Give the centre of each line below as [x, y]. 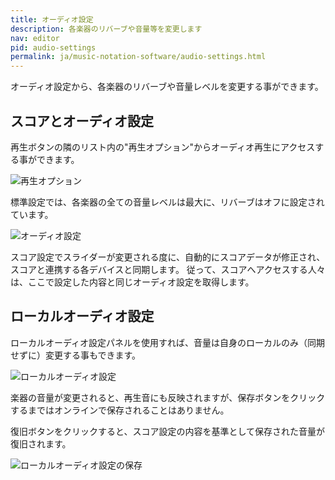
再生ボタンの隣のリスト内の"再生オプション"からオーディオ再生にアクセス [163, 147]
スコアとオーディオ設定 [82, 121]
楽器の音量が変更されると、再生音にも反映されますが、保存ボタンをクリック [168, 397]
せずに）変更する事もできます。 [76, 355]
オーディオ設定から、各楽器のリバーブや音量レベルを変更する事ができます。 [167, 87]
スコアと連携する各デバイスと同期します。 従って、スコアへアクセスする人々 [168, 269]
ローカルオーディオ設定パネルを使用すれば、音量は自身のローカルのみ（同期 [168, 342]
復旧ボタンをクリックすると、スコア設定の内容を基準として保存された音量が [168, 431]
